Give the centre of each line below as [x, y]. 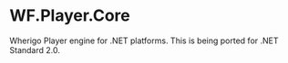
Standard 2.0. [35, 49]
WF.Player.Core [70, 16]
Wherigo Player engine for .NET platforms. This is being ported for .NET [144, 40]
